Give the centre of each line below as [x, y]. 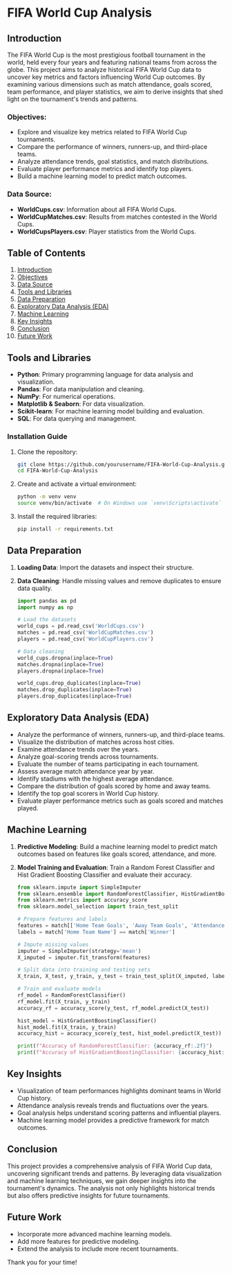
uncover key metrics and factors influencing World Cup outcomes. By [106, 77]
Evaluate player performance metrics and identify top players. [105, 169]
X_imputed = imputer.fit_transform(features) [84, 957]
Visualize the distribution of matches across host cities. [96, 742]
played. [28, 808]
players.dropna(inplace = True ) [61, 671]
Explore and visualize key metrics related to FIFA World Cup [102, 132]
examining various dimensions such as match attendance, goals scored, [110, 84]
